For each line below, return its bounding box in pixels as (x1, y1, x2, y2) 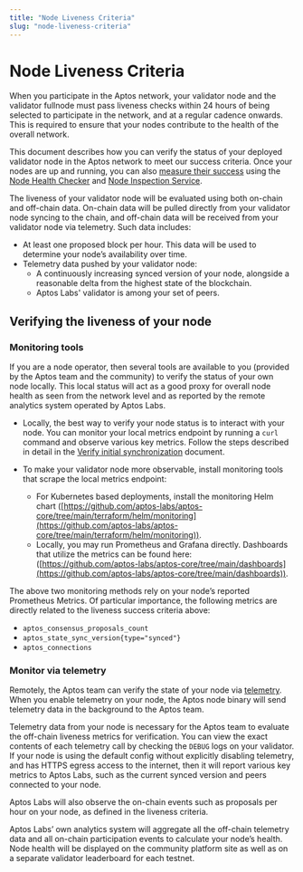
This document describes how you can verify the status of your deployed (9, 147, 283, 158)
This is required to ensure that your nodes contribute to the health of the (9, 120, 279, 130)
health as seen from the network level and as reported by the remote (9, 390, 266, 401)
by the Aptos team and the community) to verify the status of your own (9, 371, 274, 382)
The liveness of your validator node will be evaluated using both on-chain (9, 193, 283, 204)
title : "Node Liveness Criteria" (9, 13, 136, 23)
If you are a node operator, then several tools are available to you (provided (9, 361, 289, 372)
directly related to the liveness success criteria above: (9, 605, 211, 616)
